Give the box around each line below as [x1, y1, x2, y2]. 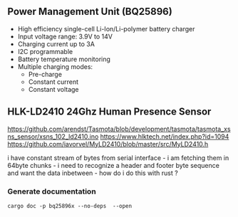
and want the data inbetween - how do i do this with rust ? [7, 169, 178, 177]
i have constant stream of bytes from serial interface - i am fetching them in [7, 153, 229, 162]
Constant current [28, 78, 78, 86]
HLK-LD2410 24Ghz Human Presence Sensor [7, 106, 212, 118]
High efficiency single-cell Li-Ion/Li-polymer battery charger [17, 24, 195, 33]
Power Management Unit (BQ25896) [7, 6, 172, 18]
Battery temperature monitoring [17, 55, 110, 63]
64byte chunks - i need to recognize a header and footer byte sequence [7, 161, 219, 169]
